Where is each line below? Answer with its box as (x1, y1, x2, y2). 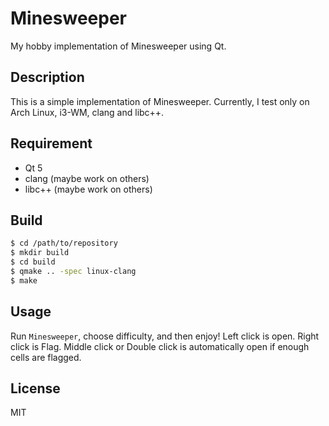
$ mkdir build (10, 248, 70, 258)
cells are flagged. (10, 351, 82, 363)
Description (10, 69, 85, 86)
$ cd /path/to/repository (10, 238, 118, 249)
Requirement (10, 135, 93, 152)
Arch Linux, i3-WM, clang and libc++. (10, 106, 165, 118)
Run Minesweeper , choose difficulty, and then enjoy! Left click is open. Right (10, 330, 320, 342)
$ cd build (10, 257, 56, 267)
